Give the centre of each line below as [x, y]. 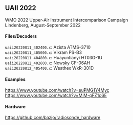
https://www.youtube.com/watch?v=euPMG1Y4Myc [57, 90]
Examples [15, 79]
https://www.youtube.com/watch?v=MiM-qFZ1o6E [56, 96]
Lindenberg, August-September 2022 [43, 25]
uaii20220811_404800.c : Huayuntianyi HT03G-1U [54, 58]
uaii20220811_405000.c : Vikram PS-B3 [44, 52]
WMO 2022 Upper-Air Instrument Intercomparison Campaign [66, 20]
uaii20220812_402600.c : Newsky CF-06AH [48, 63]
